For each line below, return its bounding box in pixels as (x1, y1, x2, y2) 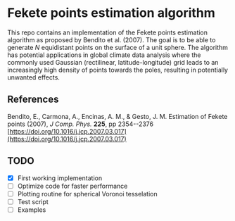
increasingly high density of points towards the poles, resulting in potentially (7, 65, 229, 74)
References (7, 94, 59, 106)
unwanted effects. (7, 72, 60, 82)
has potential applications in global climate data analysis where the (7, 51, 201, 59)
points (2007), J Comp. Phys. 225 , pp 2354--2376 (7, 120, 153, 128)
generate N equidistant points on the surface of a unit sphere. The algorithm (7, 43, 229, 51)
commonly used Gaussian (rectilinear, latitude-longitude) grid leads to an (7, 58, 219, 66)
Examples (17, 206, 46, 214)
